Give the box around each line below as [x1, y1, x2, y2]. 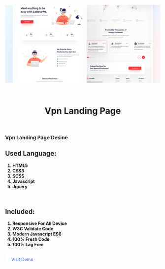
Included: [5, 208, 35, 216]
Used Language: [5, 149, 57, 158]
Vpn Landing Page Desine [5, 134, 68, 141]
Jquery [12, 183, 28, 189]
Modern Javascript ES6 [12, 231, 62, 237]
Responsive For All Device [12, 220, 67, 226]
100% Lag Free [12, 242, 44, 248]
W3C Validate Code [12, 226, 54, 232]
